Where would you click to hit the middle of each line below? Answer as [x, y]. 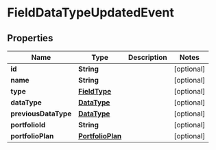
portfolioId [28, 125]
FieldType [95, 91]
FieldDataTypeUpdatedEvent [91, 13]
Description [147, 57]
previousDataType [41, 114]
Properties [30, 38]
